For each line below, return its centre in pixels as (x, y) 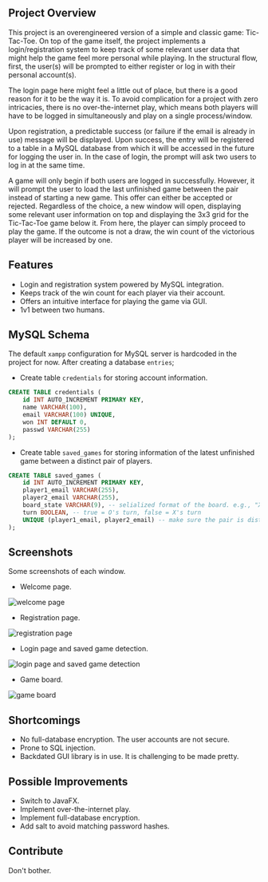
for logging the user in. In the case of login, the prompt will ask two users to (132, 156)
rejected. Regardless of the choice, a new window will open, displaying (125, 206)
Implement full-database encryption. (80, 818)
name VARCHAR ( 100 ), (55, 407)
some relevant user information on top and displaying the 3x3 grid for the (128, 214)
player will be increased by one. (61, 239)
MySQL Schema (49, 335)
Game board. (41, 680)
